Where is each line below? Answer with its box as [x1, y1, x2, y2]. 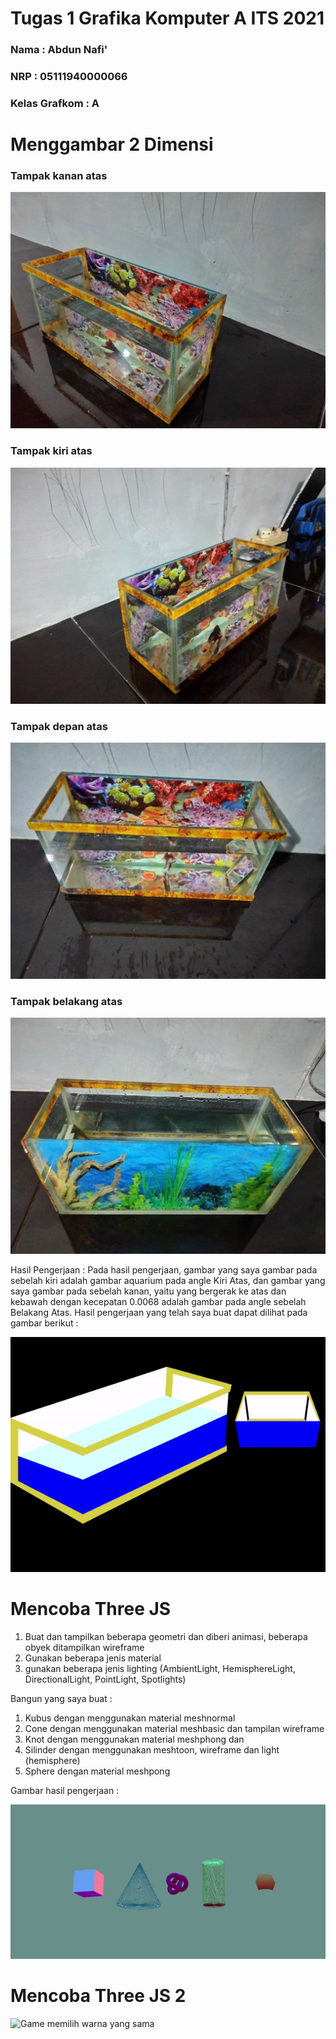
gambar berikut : [10, 1317, 79, 1329]
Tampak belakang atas [10, 994, 123, 1008]
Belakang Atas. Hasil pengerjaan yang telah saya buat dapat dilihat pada [10, 1307, 308, 1319]
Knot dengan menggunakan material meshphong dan [24, 1733, 245, 1745]
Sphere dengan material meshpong [24, 1765, 171, 1777]
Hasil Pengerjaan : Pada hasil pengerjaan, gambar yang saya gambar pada [10, 1264, 318, 1276]
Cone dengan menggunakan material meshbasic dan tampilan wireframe [24, 1722, 325, 1734]
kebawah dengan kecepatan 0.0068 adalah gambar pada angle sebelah [10, 1296, 307, 1308]
